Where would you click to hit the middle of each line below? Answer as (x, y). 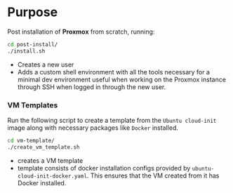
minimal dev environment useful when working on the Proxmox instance (122, 79)
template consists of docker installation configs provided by (104, 168)
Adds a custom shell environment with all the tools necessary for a (114, 72)
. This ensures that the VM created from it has (153, 175)
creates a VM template (50, 160)
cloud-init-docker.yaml (52, 176)
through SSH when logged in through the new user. (92, 87)
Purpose (33, 12)
